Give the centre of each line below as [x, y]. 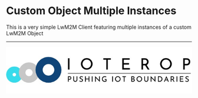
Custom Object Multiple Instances [91, 11]
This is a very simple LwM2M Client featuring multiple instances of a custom [99, 27]
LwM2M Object [25, 33]
